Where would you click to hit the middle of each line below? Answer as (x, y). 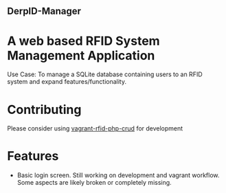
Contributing (44, 110)
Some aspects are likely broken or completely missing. (94, 183)
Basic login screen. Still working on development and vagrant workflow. (118, 175)
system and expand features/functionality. (67, 82)
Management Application (81, 55)
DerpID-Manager (44, 11)
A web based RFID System (83, 41)
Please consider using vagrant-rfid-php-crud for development (95, 128)
